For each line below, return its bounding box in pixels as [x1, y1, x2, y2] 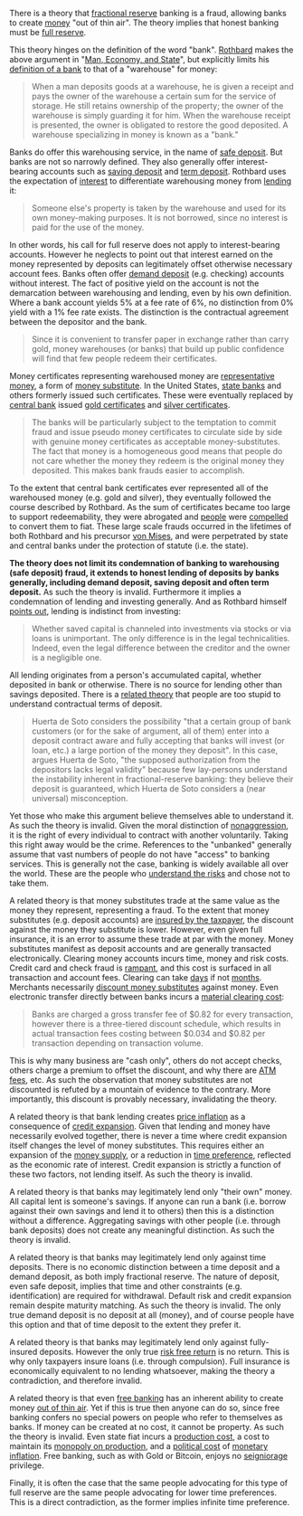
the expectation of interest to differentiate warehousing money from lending [9, 175, 292, 186]
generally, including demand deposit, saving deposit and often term [9, 577, 270, 587]
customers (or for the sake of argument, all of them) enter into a [31, 725, 270, 736]
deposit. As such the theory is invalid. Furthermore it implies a [9, 587, 241, 597]
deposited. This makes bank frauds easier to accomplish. [31, 465, 246, 476]
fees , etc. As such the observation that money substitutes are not [9, 1075, 253, 1085]
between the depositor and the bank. [9, 317, 147, 327]
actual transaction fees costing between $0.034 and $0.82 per [31, 1028, 266, 1038]
